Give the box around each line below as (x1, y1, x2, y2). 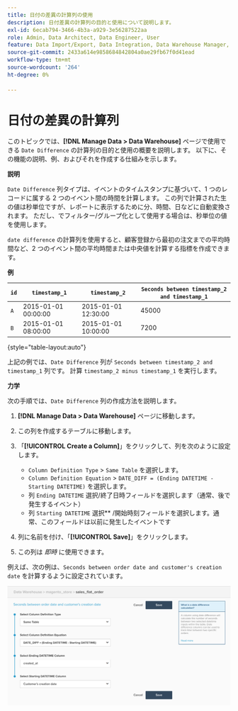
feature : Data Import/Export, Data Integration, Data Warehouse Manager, (7, 41, 230, 49)
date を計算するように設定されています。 (7, 571, 127, 580)
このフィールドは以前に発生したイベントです (40, 517, 171, 526)
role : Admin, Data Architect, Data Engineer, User (7, 34, 160, 41)
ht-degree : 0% (7, 71, 50, 78)
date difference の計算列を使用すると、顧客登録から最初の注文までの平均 (7, 235, 225, 244)
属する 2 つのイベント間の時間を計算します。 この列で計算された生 (31, 194, 227, 202)
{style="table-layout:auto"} (7, 342, 86, 351)
